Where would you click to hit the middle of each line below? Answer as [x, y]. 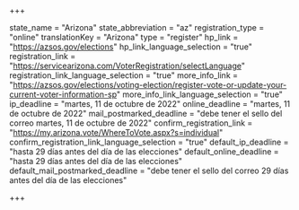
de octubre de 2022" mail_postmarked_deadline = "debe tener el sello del [146, 114]
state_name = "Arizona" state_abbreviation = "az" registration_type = [137, 27]
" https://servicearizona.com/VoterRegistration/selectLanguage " [127, 66]
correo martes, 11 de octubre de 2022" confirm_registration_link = [131, 123]
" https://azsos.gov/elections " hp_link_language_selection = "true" [131, 47]
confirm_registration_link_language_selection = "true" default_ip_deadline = [149, 142]
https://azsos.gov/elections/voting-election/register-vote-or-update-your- [150, 85]
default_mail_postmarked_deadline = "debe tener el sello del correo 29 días [149, 171]
